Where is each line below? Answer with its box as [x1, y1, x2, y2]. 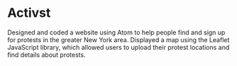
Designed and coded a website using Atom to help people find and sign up [7, 28, 226, 37]
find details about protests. [7, 51, 87, 59]
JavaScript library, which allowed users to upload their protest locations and [7, 43, 230, 51]
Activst [7, 5, 51, 21]
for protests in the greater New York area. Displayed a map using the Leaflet [7, 35, 230, 44]
